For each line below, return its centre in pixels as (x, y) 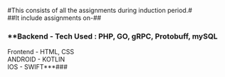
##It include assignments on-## (54, 18)
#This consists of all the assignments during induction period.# (100, 10)
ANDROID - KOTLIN (36, 59)
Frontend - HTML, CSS (41, 52)
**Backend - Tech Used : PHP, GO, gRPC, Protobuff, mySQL (113, 36)
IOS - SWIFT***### (37, 67)
